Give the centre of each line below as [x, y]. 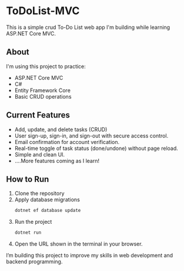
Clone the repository [39, 194]
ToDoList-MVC [43, 11]
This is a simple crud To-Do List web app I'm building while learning [88, 27]
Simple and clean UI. [40, 154]
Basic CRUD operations [43, 96]
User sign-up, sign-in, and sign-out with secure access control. [91, 135]
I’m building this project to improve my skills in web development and [90, 256]
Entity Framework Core [42, 90]
